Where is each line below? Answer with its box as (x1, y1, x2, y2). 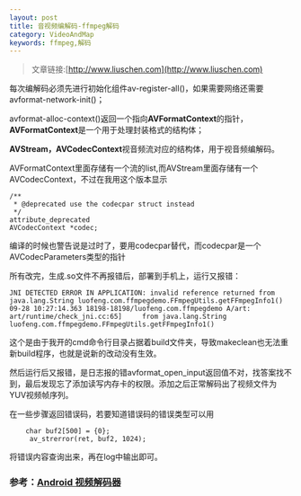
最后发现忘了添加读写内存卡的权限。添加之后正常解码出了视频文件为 (24, 378, 277, 389)
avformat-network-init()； (9, 94, 105, 105)
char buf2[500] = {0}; (25, 427, 111, 436)
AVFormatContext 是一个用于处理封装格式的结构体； (9, 125, 205, 136)
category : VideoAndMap (9, 30, 94, 39)
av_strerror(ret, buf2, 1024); (29, 435, 146, 444)
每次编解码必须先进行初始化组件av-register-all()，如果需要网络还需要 (9, 83, 264, 94)
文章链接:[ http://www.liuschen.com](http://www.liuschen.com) (31, 64, 263, 75)
